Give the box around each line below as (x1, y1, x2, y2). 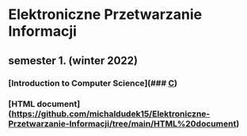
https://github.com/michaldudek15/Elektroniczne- (11, 108, 211, 119)
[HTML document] (8, 99, 81, 110)
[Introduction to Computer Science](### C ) (8, 77, 178, 89)
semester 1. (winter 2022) (8, 54, 139, 67)
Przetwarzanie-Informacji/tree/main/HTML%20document (8, 119, 237, 130)
